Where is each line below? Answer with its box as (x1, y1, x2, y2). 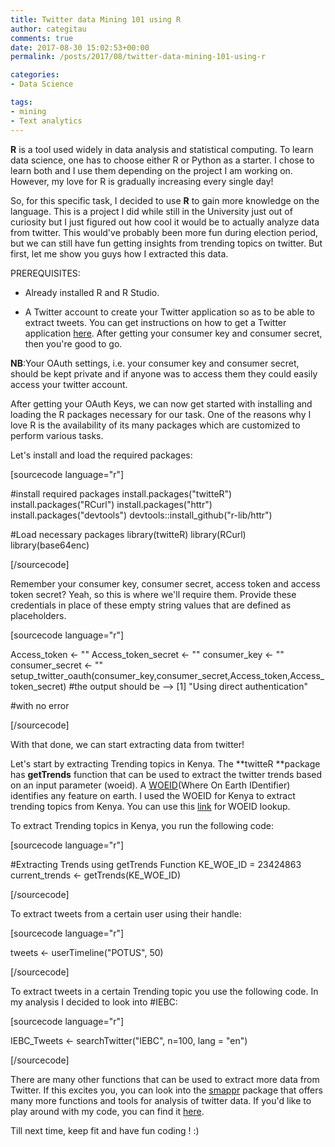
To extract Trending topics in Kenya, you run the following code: (10, 819, 274, 831)
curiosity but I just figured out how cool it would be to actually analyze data (10, 216, 320, 228)
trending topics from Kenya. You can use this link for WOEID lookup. (10, 800, 291, 812)
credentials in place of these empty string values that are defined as (10, 599, 292, 611)
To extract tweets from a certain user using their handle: (10, 907, 242, 920)
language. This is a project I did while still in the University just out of (10, 205, 293, 217)
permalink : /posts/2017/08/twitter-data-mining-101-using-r (10, 52, 267, 62)
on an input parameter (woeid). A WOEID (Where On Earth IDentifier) (10, 779, 291, 791)
